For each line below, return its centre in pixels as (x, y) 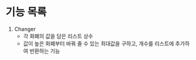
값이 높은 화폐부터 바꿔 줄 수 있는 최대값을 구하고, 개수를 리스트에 (98, 43)
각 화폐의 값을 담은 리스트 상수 (58, 36)
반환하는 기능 (45, 50)
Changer (25, 29)
